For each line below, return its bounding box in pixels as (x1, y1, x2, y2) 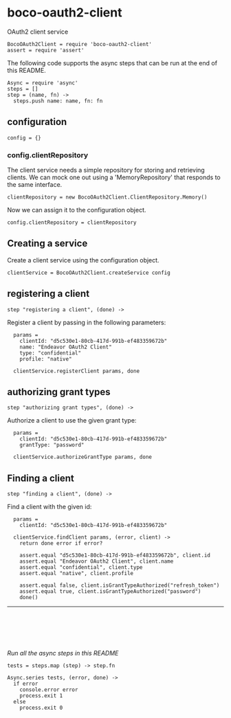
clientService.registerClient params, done (13, 368, 140, 374)
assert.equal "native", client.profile (19, 570, 134, 577)
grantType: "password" (19, 442, 85, 449)
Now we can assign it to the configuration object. (7, 206, 146, 214)
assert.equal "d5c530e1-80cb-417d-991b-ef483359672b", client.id (19, 552, 211, 559)
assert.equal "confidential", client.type (19, 564, 143, 571)
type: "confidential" (19, 349, 81, 357)
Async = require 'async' (7, 79, 78, 87)
